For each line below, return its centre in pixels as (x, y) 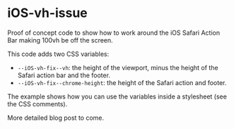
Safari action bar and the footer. (64, 75)
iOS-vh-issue (48, 13)
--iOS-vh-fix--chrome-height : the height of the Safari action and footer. (122, 82)
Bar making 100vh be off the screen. (60, 40)
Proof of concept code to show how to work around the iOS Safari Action (114, 33)
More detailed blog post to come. (56, 118)
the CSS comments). (37, 103)
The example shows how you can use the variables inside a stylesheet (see (117, 96)
